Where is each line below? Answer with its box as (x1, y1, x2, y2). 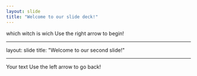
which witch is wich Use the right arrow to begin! (6, 30, 124, 37)
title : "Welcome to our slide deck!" (6, 14, 98, 20)
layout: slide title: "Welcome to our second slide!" (6, 46, 125, 53)
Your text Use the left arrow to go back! (6, 63, 101, 70)
